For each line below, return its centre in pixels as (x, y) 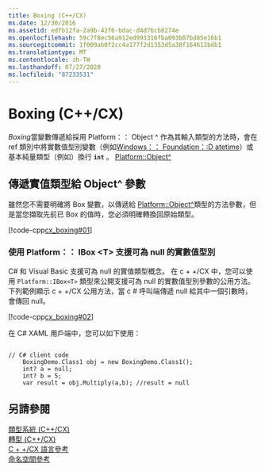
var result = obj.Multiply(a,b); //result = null (106, 383)
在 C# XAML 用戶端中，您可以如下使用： (75, 333)
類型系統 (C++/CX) (39, 430)
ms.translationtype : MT (48, 52)
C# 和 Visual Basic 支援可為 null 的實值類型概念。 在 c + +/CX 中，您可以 (127, 271)
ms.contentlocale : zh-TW (49, 60)
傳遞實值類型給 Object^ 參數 (77, 184)
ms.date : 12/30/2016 (42, 23)
